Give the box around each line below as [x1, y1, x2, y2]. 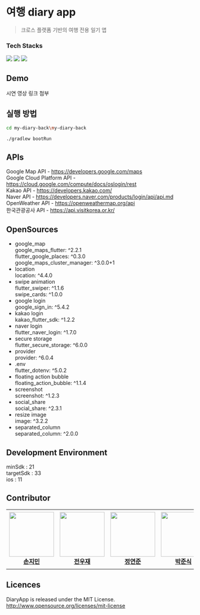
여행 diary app [6, 5, 76, 19]
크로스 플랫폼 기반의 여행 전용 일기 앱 [20, 26, 107, 33]
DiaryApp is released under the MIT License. [6, 595, 115, 602]
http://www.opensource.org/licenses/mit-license [6, 602, 126, 609]
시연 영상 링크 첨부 [6, 90, 49, 97]
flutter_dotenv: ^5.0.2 [14, 367, 67, 374]
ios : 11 [6, 476, 23, 483]
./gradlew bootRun [6, 135, 52, 142]
